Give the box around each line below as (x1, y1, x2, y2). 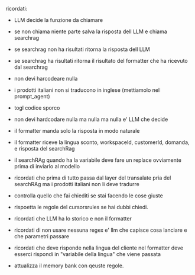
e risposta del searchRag (14, 145, 75, 152)
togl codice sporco (14, 104, 60, 111)
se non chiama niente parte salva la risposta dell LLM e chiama (14, 28, 168, 35)
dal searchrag (14, 63, 48, 71)
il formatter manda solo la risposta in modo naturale (14, 127, 140, 134)
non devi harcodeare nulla (14, 75, 78, 82)
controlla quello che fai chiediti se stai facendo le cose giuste (14, 192, 163, 199)
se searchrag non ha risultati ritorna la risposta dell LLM (14, 46, 150, 53)
